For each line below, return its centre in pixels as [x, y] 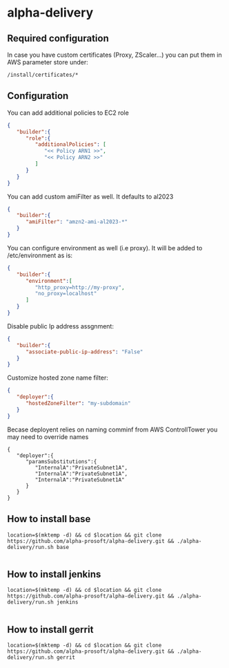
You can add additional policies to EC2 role [68, 113]
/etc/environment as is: [40, 255]
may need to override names [48, 436]
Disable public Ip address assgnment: [60, 326]
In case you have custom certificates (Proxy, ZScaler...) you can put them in [114, 55]
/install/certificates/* [43, 75]
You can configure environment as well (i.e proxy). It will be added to [105, 248]
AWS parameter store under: [48, 62]
